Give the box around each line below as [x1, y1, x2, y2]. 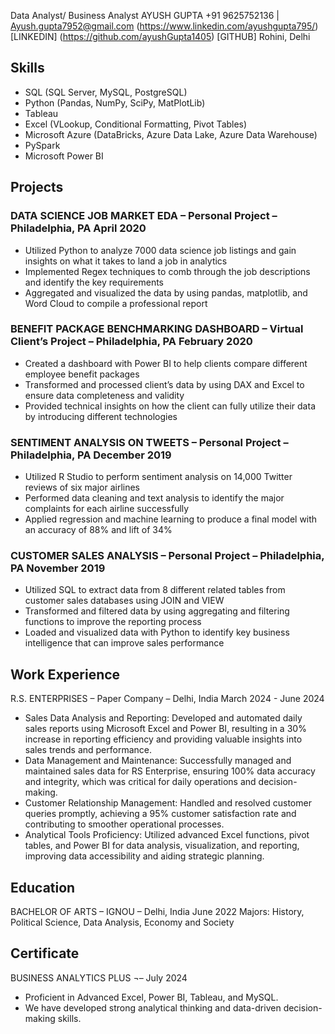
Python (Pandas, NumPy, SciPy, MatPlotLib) [24, 96, 206, 109]
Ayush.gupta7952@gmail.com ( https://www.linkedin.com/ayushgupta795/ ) [10, 20, 319, 32]
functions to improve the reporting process [24, 616, 202, 628]
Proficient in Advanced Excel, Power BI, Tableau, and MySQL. [24, 991, 279, 1003]
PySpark [24, 139, 61, 151]
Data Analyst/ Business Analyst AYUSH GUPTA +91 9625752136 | [10, 10, 280, 21]
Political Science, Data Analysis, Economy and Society [10, 916, 235, 929]
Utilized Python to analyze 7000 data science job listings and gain [24, 244, 297, 256]
